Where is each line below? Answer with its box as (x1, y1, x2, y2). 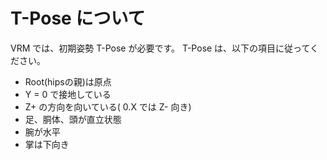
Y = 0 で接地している (24, 88, 112, 100)
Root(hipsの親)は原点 (24, 75, 112, 88)
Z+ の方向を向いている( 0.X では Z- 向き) (24, 100, 192, 113)
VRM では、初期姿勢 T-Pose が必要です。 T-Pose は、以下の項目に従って (10, 42, 310, 54)
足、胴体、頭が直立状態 (24, 113, 122, 125)
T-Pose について (10, 7, 146, 30)
